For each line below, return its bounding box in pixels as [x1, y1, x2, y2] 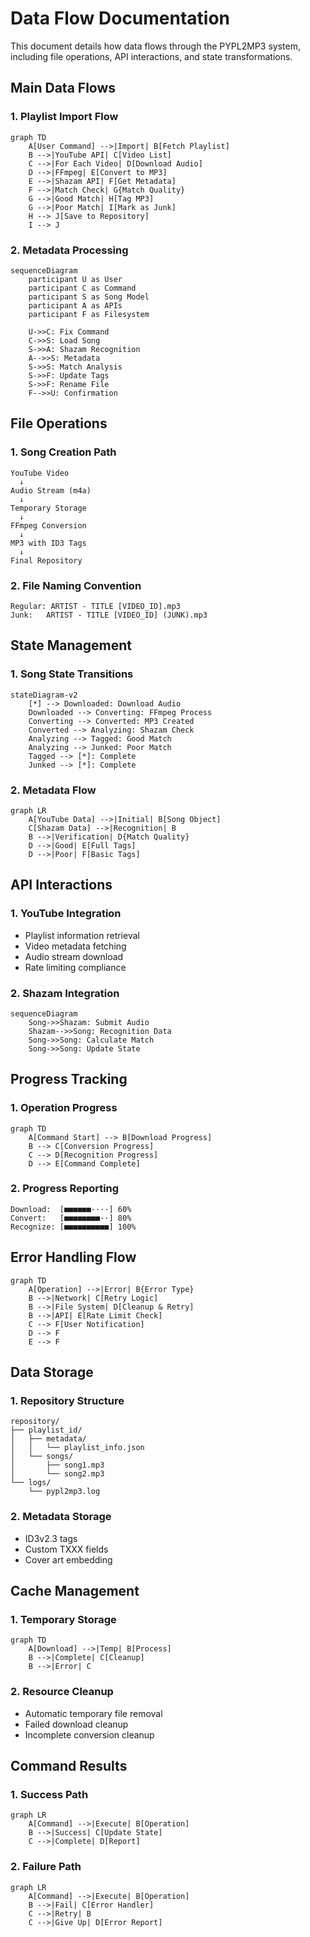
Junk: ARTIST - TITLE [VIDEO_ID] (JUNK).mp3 [10, 610, 208, 620]
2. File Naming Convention [10, 578, 142, 592]
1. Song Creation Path [10, 445, 117, 459]
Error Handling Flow [10, 1249, 137, 1266]
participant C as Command [28, 283, 137, 293]
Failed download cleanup [24, 1718, 129, 1730]
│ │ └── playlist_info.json [10, 1443, 145, 1453]
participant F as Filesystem [28, 309, 150, 319]
